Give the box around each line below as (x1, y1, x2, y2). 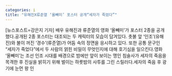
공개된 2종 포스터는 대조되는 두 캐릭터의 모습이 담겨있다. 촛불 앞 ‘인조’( (14, 33, 156, 39)
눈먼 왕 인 (14, 65, 34, 71)
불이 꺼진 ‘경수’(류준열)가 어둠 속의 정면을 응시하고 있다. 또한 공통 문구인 (16, 39, 161, 46)
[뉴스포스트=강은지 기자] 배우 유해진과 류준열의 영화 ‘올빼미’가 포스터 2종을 (5, 27, 156, 33)
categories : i (5, 7, 36, 13)
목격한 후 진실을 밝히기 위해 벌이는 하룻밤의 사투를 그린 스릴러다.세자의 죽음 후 (5, 59, 162, 65)
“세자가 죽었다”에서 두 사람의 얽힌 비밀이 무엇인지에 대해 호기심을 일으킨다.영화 (5, 46, 163, 52)
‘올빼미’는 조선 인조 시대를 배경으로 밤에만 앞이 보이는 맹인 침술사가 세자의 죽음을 (5, 52, 167, 59)
